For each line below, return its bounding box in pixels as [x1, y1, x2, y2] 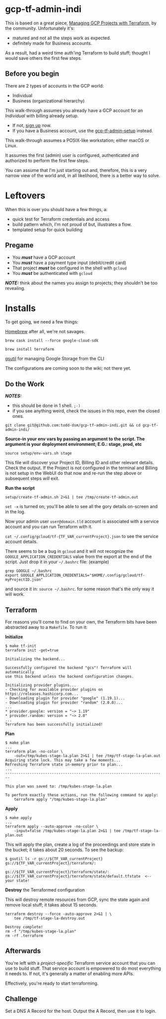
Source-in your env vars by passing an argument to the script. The [5, 436, 145, 442]
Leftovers [5, 190, 46, 201]
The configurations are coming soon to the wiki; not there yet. [5, 365, 131, 372]
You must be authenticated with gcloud [12, 270, 93, 276]
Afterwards [5, 947, 41, 955]
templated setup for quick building [12, 227, 83, 233]
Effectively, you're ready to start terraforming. [5, 980, 99, 986]
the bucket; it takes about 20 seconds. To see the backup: [5, 847, 124, 853]
